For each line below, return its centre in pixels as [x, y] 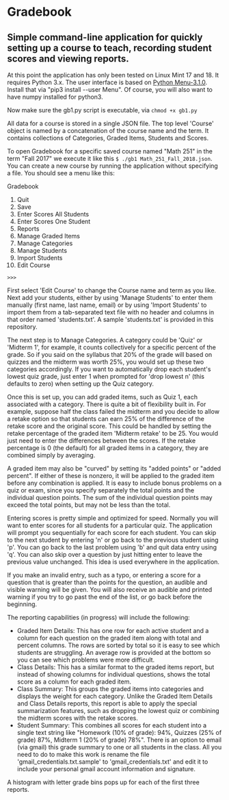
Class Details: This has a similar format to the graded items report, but [116, 667]
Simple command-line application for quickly [105, 37]
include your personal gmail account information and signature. [106, 769]
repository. [22, 327]
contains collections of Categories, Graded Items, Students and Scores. [108, 138]
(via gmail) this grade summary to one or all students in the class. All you [119, 747]
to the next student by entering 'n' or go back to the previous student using [113, 540]
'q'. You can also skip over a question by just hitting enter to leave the [105, 554]
